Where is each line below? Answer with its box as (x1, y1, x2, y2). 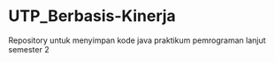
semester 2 (8, 44, 50, 54)
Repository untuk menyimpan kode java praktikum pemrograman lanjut (8, 35, 266, 45)
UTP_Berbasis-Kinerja (8, 6, 176, 26)
